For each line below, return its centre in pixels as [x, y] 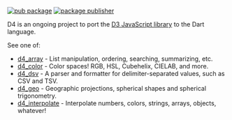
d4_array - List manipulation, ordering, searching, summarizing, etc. [115, 59]
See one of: [24, 45]
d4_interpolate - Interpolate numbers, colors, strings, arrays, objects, [117, 103]
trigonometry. [37, 96]
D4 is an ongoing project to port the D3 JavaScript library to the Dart [106, 24]
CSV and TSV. [37, 81]
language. [22, 32]
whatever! [32, 111]
